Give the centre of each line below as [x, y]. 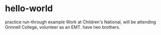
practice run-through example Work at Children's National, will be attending [80, 22]
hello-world [29, 9]
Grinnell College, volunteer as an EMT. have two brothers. [63, 27]
